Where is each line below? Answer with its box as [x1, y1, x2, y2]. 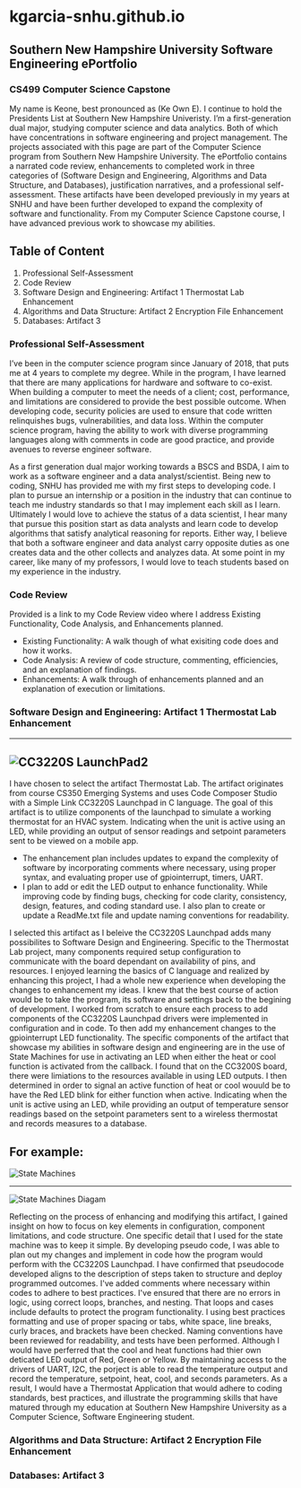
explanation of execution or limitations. [21, 684, 166, 695]
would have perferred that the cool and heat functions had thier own [9, 1344, 262, 1356]
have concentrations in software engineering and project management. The [9, 132, 288, 143]
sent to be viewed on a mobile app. [9, 836, 139, 846]
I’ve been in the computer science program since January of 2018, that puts [9, 357, 289, 369]
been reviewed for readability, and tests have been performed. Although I [9, 1335, 280, 1346]
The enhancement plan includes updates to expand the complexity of [21, 853, 279, 863]
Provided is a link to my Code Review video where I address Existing [9, 608, 262, 620]
